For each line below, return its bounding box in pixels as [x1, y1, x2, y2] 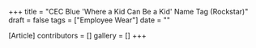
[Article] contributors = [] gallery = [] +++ [8, 31, 147, 40]
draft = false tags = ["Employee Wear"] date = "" [8, 15, 170, 25]
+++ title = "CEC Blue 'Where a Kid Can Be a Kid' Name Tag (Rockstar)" [8, 7, 249, 16]
